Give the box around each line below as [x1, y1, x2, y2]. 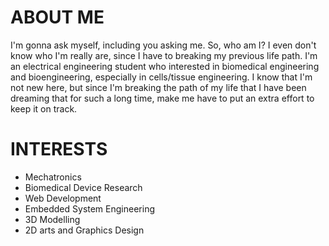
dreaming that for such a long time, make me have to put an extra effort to [10, 92, 315, 104]
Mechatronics [24, 171, 82, 183]
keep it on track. [10, 102, 78, 115]
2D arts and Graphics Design [24, 224, 145, 236]
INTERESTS [10, 138, 108, 161]
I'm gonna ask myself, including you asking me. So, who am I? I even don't [10, 39, 317, 51]
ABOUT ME [10, 6, 105, 29]
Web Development [24, 192, 102, 204]
